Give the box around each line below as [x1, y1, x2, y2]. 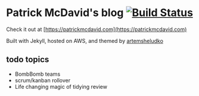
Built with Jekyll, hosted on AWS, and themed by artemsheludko [6, 37, 164, 44]
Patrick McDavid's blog [6, 6, 124, 20]
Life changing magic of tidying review [14, 83, 107, 90]
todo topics [6, 54, 49, 65]
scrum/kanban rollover [14, 76, 70, 83]
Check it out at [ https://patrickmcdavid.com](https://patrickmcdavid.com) [6, 26, 187, 33]
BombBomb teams [14, 70, 61, 78]
